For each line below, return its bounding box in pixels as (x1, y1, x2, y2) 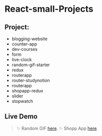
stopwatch (11, 98, 33, 104)
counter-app (11, 41, 37, 47)
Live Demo (4, 113, 38, 121)
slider (11, 93, 23, 99)
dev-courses (11, 46, 38, 52)
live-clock (11, 57, 32, 62)
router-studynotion (11, 77, 50, 83)
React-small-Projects (4, 3, 94, 15)
